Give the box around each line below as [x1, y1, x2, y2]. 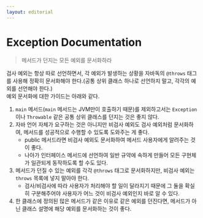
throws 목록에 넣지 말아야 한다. [15, 174, 90, 181]
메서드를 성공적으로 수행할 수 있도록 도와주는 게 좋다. [23, 128, 150, 135]
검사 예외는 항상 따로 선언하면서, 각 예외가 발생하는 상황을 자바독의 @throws [6, 69, 186, 77]
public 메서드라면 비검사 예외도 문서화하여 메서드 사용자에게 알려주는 [24, 136, 189, 143]
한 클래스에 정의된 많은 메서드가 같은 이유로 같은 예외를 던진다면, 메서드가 [15, 197, 191, 205]
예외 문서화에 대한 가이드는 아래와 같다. [6, 92, 100, 100]
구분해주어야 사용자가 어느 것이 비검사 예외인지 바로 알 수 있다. [31, 189, 180, 197]
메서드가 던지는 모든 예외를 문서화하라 [21, 56, 112, 64]
